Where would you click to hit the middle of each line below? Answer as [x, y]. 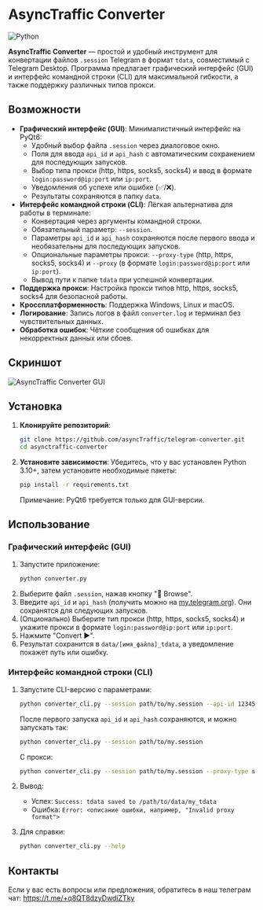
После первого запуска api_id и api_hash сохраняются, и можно [128, 719]
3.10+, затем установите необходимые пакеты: [98, 470]
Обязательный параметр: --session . [92, 229]
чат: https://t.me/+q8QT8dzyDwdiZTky [71, 898]
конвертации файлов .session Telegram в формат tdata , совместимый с [129, 60]
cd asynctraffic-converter [64, 447]
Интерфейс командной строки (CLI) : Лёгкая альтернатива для [126, 204]
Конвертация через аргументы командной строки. [117, 221]
